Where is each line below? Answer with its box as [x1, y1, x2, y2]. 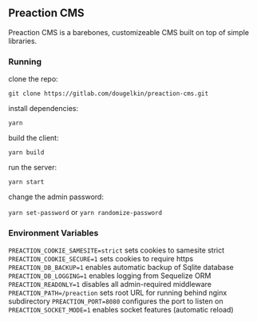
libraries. [8, 36, 38, 46]
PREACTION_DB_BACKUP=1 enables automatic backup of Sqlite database [8, 263, 234, 272]
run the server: [8, 163, 57, 173]
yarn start [8, 178, 45, 186]
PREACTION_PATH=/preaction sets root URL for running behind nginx [8, 288, 227, 298]
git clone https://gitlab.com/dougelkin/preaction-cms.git [8, 89, 209, 98]
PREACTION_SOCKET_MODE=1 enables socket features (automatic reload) [8, 305, 234, 315]
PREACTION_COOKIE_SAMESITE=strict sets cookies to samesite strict [8, 245, 225, 255]
